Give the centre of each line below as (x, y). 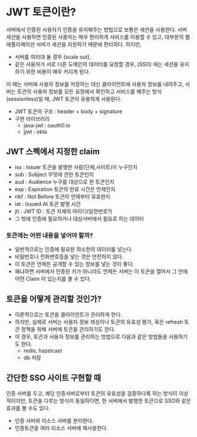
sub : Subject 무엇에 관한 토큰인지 (54, 174)
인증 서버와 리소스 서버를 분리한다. (54, 420)
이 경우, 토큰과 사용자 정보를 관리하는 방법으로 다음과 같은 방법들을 (91, 336)
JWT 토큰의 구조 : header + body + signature (68, 111)
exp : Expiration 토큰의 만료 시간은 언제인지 (65, 189)
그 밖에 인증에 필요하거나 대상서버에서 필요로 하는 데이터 (79, 218)
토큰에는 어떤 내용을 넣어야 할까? (50, 235)
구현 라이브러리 (32, 119)
